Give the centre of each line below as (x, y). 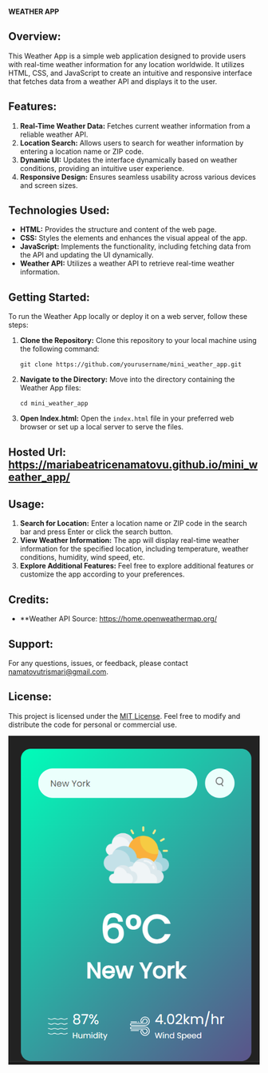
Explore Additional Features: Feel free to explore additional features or (136, 566)
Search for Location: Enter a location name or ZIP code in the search (133, 524)
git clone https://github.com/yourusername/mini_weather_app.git (130, 365)
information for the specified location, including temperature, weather (134, 549)
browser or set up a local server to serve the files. (102, 427)
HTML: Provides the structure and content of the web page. (118, 229)
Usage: (27, 504)
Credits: (29, 599)
